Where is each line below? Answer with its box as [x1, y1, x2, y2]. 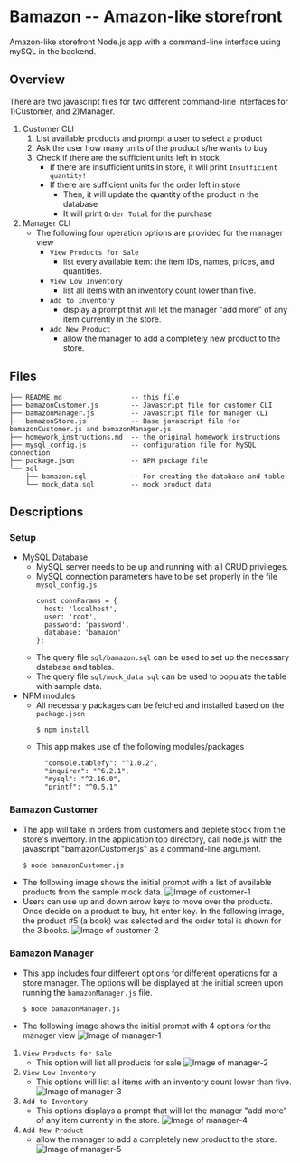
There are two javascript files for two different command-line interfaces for [9, 96, 289, 107]
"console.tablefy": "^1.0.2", [43, 759, 158, 768]
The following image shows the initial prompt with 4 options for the [22, 1020, 272, 1031]
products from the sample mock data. [22, 886, 164, 897]
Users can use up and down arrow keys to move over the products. [22, 895, 274, 906]
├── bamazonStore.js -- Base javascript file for [9, 416, 241, 426]
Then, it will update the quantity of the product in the [62, 188, 259, 200]
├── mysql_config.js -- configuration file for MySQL [9, 440, 257, 449]
